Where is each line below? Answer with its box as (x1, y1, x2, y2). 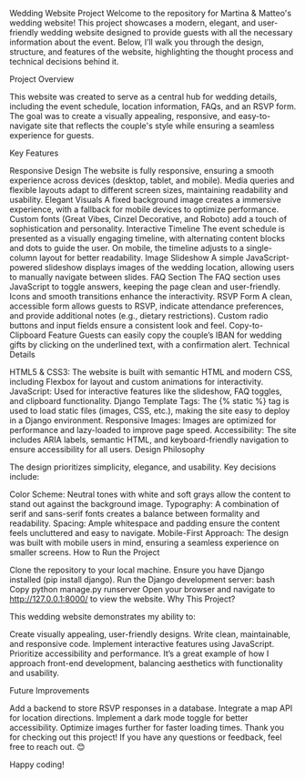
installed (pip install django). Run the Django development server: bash (9, 574, 275, 585)
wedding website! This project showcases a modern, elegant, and (9, 17, 257, 28)
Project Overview (9, 74, 75, 85)
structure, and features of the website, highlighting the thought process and (9, 46, 294, 57)
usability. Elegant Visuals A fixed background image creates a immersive (9, 195, 282, 205)
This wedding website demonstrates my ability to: (9, 612, 196, 622)
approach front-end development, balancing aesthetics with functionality (9, 658, 284, 668)
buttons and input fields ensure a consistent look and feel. (9, 320, 228, 330)
